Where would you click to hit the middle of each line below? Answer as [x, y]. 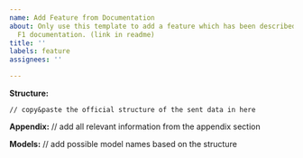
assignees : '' [36, 60]
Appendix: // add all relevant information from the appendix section [135, 126]
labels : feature [40, 51]
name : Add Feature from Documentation [82, 18]
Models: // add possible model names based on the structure [123, 144]
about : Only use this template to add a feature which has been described [153, 26]
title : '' [28, 43]
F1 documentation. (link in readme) [86, 34]
